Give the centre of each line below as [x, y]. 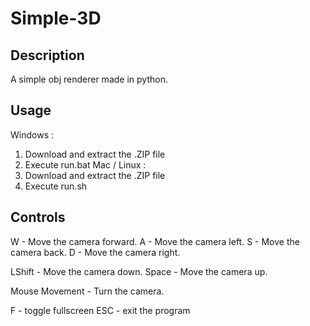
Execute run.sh [56, 186]
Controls [38, 217]
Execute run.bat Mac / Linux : [85, 164]
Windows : [32, 134]
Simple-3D [56, 18]
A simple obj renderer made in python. [89, 79]
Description [47, 55]
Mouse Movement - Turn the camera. [87, 291]
